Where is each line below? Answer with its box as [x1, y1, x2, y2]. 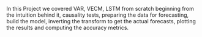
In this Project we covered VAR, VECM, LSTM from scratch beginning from [6, 5, 194, 12]
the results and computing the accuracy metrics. [6, 24, 129, 31]
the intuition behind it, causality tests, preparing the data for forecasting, [6, 11, 189, 18]
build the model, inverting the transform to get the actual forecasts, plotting [6, 18, 196, 24]
